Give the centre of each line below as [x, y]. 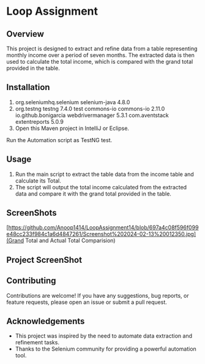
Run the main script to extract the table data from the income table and [104, 174]
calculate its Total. [38, 180]
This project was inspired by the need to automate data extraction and [104, 336]
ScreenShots [32, 213]
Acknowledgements [46, 321]
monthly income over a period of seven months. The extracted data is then [100, 55]
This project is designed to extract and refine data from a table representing [102, 48]
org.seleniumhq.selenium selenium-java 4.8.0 [73, 102]
